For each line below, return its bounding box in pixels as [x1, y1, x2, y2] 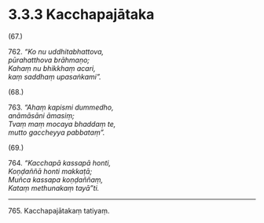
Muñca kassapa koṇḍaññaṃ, [8, 175, 104, 184]
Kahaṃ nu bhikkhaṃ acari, [8, 63, 96, 72]
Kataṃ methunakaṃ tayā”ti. [8, 183, 100, 192]
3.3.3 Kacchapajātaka [8, 6, 155, 24]
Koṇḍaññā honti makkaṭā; [8, 166, 93, 176]
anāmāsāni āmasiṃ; [8, 110, 75, 120]
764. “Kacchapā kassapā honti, [8, 158, 112, 167]
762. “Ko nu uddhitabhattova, [8, 46, 104, 56]
